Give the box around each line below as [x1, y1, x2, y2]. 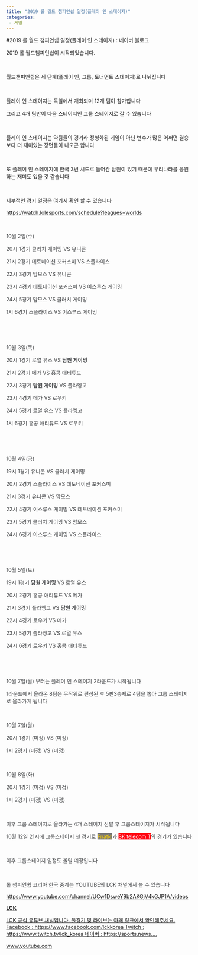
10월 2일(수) [6, 233, 34, 240]
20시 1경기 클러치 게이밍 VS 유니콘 [6, 246, 86, 253]
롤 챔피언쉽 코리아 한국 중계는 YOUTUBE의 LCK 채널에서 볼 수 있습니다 [6, 881, 170, 889]
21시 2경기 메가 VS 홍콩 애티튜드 [6, 369, 82, 377]
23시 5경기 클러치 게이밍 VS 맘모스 [6, 518, 87, 526]
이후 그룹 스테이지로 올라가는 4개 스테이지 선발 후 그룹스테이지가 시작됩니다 [6, 820, 180, 827]
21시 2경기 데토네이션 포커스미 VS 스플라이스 [6, 258, 111, 265]
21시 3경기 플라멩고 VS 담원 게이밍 [6, 604, 86, 612]
